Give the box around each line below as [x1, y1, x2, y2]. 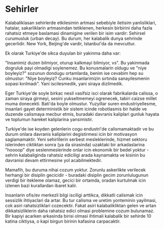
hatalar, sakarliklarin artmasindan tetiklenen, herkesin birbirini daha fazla [5, 25, 153, 31]
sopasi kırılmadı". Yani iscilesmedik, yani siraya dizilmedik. [5, 80, 123, 87]
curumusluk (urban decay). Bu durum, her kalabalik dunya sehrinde [5, 35, 142, 41]
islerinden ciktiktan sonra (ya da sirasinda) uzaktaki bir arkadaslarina [5, 141, 145, 147]
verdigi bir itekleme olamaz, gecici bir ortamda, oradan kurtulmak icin [5, 177, 146, 183]
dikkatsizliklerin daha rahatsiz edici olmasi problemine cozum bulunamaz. [5, 208, 155, 214]
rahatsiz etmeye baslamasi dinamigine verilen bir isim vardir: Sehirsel [5, 30, 146, 36]
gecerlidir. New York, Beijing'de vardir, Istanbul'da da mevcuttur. [5, 40, 136, 46]
